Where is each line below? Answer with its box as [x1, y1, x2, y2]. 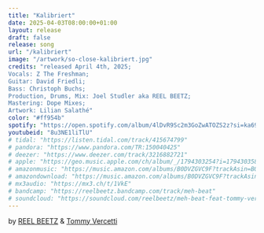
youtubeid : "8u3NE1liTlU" [8, 128, 93, 136]
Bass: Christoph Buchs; [8, 84, 86, 93]
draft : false [8, 33, 51, 42]
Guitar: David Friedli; [8, 77, 86, 85]
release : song [8, 41, 55, 49]
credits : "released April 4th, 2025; [8, 63, 132, 71]
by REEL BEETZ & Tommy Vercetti [8, 216, 118, 225]
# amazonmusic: [8, 165, 58, 173]
